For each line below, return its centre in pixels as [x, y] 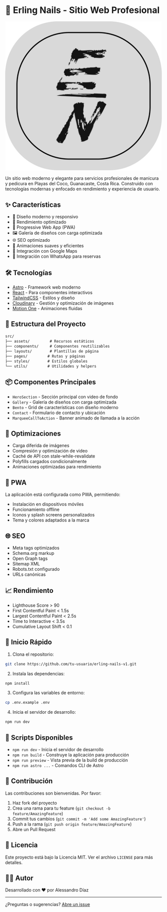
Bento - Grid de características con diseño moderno [65, 407]
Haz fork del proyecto [35, 803]
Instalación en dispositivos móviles [48, 504]
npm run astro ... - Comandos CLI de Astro [58, 765]
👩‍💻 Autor [19, 878]
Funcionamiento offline [36, 509]
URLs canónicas [29, 574]
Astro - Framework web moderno [46, 287]
